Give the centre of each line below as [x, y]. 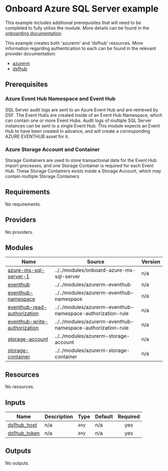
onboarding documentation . [34, 33]
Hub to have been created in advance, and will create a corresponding [78, 131]
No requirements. [23, 204]
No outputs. [17, 463]
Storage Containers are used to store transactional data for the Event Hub [81, 160]
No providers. [19, 232]
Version [151, 262]
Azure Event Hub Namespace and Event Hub [60, 99]
